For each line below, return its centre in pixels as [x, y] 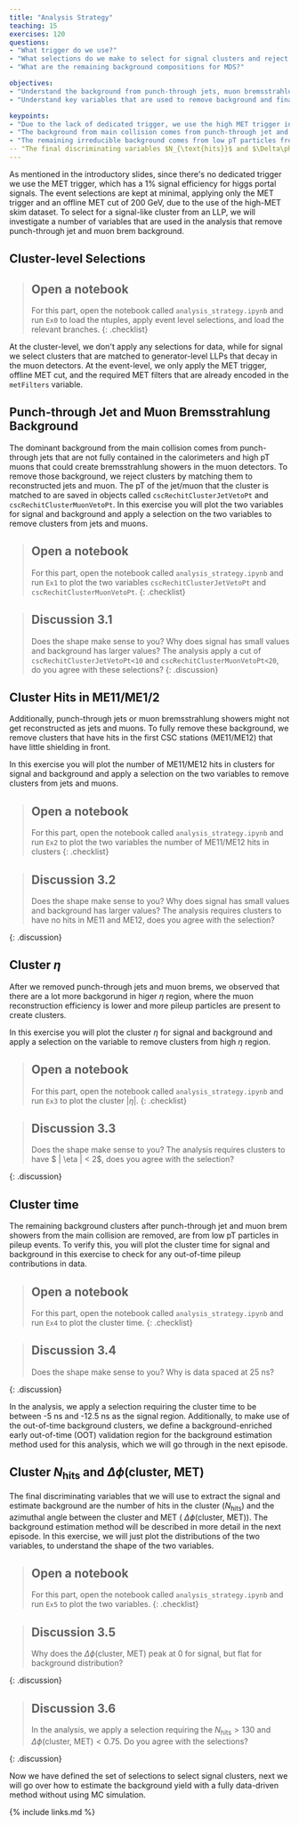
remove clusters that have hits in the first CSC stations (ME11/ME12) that [141, 738]
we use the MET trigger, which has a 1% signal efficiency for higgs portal [143, 183]
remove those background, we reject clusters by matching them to [131, 476]
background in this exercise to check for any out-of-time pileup [125, 1255]
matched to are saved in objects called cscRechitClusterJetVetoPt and [139, 495]
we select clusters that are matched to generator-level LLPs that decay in [143, 356]
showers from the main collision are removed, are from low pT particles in [144, 1236]
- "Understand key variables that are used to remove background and [141, 100]
